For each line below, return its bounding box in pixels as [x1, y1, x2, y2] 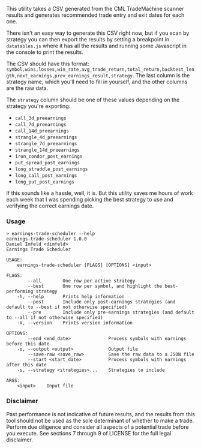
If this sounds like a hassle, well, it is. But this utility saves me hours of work [6, 190, 193, 197]
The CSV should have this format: [6, 60, 90, 67]
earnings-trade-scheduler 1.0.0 [6, 236, 87, 242]
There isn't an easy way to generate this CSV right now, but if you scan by [6, 29, 190, 37]
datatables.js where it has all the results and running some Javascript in [6, 42, 187, 49]
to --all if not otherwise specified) [6, 315, 103, 321]
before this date [6, 341, 50, 347]
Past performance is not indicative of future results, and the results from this [6, 410, 195, 417]
